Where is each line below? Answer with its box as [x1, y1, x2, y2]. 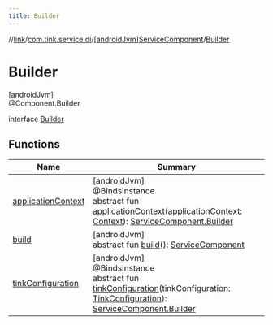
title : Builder [8, 11, 60, 20]
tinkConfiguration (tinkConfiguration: [92, 283, 231, 294]
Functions [8, 137, 61, 151]
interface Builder [8, 114, 64, 123]
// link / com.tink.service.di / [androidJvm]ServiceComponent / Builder [8, 34, 230, 44]
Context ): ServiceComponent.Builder [92, 216, 234, 227]
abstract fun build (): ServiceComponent [92, 239, 245, 250]
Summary [157, 162, 197, 173]
